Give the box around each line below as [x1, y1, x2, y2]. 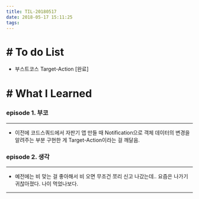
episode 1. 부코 [6, 109, 49, 117]
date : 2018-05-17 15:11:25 [6, 14, 73, 20]
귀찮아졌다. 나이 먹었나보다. [14, 180, 79, 187]
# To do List [6, 45, 64, 59]
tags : [6, 20, 20, 25]
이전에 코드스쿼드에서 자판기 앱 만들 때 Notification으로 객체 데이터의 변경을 [14, 129, 190, 136]
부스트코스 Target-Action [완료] [14, 66, 89, 73]
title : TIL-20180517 [6, 8, 57, 15]
